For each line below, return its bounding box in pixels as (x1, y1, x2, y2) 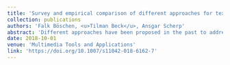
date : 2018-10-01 (7, 35, 57, 42)
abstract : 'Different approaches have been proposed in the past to (7, 28, 207, 36)
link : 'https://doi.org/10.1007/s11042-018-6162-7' (7, 48, 157, 55)
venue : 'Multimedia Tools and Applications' (7, 41, 136, 48)
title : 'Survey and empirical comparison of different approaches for (7, 9, 213, 17)
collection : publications (7, 16, 81, 23)
